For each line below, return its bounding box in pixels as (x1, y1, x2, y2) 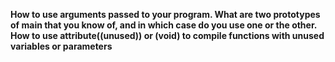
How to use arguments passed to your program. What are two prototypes (10, 9, 321, 20)
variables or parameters (10, 40, 113, 52)
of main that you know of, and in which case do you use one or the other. (10, 19, 317, 31)
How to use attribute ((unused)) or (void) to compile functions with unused (10, 30, 325, 41)
